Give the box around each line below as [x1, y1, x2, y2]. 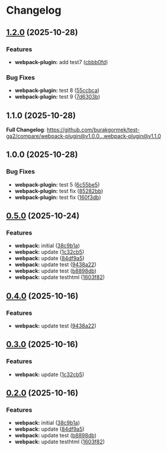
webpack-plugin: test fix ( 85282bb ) [14, 187, 104, 194]
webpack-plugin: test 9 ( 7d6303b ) [14, 93, 101, 100]
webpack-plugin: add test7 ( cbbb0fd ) [14, 58, 108, 65]
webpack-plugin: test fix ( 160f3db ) [14, 194, 102, 201]
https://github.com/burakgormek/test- [46, 126, 140, 133]
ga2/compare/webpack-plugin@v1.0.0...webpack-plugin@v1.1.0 [6, 132, 162, 140]
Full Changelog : [6, 126, 46, 133]
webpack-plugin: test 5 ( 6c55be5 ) [14, 181, 100, 188]
